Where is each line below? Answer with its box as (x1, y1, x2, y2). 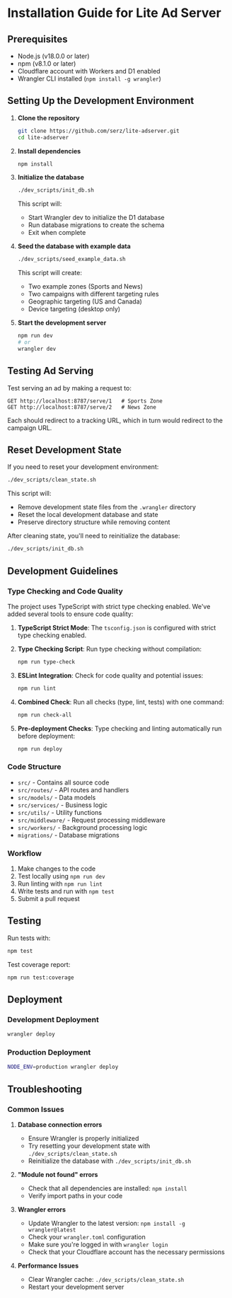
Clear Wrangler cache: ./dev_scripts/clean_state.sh (28, 1275, 185, 1283)
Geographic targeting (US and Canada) (28, 297, 143, 306)
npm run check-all (17, 711, 72, 719)
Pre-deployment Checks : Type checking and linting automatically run (17, 724, 222, 733)
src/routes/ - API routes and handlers (17, 785, 129, 794)
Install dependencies (17, 146, 81, 155)
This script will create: (17, 269, 83, 277)
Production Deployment (7, 1048, 91, 1057)
